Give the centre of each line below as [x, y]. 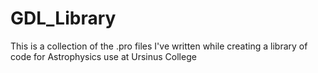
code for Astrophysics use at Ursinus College [103, 56]
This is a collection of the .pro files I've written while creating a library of [159, 46]
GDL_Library [63, 18]
